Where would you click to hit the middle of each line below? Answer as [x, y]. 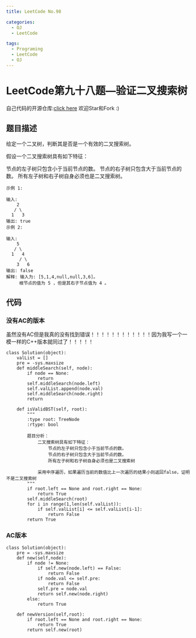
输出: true [18, 221]
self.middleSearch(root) [57, 499]
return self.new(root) [55, 630]
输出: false [20, 270]
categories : [20, 22]
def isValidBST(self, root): [52, 409]
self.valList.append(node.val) [65, 389]
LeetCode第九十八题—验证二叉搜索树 [97, 91]
